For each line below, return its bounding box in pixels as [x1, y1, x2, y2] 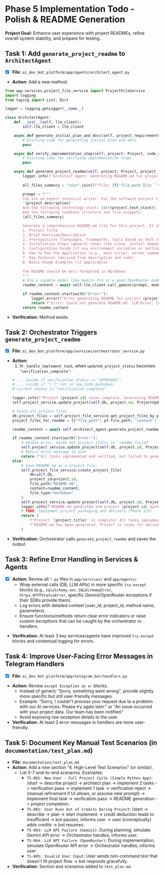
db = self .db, [30, 472, 54, 477]
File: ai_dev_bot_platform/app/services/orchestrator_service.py [12, 347, 145, 354]
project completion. [31, 801, 70, 807]
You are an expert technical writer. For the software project [22, 196, 154, 201]
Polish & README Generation [5, 14, 125, 25]
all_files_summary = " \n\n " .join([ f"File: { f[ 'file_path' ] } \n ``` [22, 183, 159, 187]
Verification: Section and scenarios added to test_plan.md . [12, 864, 132, 870]
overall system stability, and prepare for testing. [5, 35, 101, 41]
